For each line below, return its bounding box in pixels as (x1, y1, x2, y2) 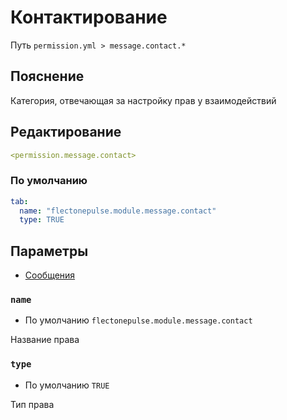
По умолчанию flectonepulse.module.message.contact (24, 314, 253, 326)
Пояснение (10, 68, 85, 85)
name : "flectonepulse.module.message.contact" (19, 206, 217, 216)
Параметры (10, 242, 89, 260)
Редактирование (10, 124, 122, 141)
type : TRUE (19, 215, 65, 225)
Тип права (10, 398, 55, 410)
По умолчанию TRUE (24, 379, 110, 391)
